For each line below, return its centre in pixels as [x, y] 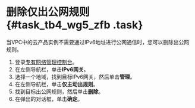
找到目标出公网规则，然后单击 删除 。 [59, 91]
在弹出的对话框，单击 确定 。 [49, 99]
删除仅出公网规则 [48, 12]
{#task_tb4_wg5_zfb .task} [75, 25]
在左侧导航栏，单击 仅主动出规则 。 [56, 84]
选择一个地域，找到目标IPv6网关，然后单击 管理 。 [75, 77]
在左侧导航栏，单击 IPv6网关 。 [52, 69]
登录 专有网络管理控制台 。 [46, 62]
